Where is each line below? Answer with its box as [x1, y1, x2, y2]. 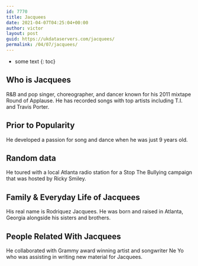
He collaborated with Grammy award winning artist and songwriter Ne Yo [6, 246, 184, 254]
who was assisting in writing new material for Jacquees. [6, 253, 143, 260]
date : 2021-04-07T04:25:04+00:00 [6, 20, 89, 25]
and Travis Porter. [6, 103, 50, 110]
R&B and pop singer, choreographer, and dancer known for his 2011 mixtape [6, 90, 191, 98]
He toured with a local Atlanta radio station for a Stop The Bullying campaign [6, 169, 193, 176]
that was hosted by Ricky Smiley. [6, 175, 87, 182]
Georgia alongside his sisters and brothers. [6, 214, 111, 222]
